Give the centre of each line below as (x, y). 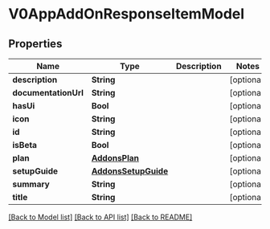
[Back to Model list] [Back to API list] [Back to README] (100, 217)
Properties (35, 44)
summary (31, 184)
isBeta (25, 145)
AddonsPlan (115, 158)
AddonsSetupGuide (130, 171)
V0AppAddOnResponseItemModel (127, 14)
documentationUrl (48, 93)
